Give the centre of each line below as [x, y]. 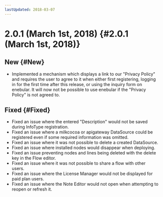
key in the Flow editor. [34, 158]
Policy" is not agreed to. [36, 95]
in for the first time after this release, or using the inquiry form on [77, 84]
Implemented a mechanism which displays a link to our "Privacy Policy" [83, 74]
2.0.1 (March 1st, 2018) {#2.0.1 [67, 33]
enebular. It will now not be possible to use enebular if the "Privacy [79, 89]
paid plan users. [28, 179]
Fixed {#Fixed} [28, 110]
